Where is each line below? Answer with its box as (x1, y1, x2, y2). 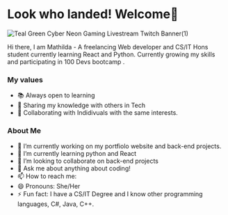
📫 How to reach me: (17, 172, 77, 180)
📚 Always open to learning (17, 91, 95, 99)
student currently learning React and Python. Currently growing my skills (7, 50, 215, 58)
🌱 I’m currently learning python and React (17, 149, 137, 157)
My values (7, 74, 43, 84)
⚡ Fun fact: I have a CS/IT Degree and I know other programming (17, 189, 203, 198)
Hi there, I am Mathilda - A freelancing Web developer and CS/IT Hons (7, 42, 209, 51)
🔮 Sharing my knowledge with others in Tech (17, 101, 146, 110)
